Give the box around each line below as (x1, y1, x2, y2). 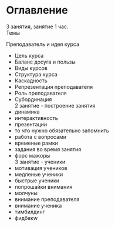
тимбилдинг (14, 208, 45, 215)
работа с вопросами (14, 133, 66, 140)
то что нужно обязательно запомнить (14, 127, 110, 134)
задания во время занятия (14, 145, 82, 153)
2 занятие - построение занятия (14, 102, 96, 109)
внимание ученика (14, 202, 62, 209)
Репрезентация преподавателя (14, 83, 93, 90)
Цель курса (14, 52, 44, 59)
